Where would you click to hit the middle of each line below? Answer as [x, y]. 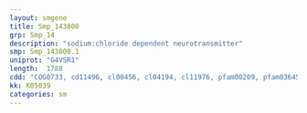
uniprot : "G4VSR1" [44, 60]
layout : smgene [38, 18]
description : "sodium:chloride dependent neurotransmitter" [127, 43]
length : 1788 [37, 69]
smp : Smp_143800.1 [44, 52]
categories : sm [38, 94]
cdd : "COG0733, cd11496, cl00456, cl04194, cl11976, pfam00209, [134, 77]
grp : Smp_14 [32, 35]
